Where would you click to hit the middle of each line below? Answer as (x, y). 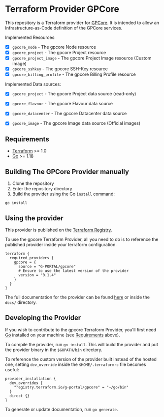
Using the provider (34, 218)
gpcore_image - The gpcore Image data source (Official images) (76, 123)
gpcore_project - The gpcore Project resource (59, 52)
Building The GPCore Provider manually (67, 171)
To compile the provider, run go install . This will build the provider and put (82, 344)
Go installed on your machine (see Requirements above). (63, 335)
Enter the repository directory (42, 189)
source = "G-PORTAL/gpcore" (47, 267)
